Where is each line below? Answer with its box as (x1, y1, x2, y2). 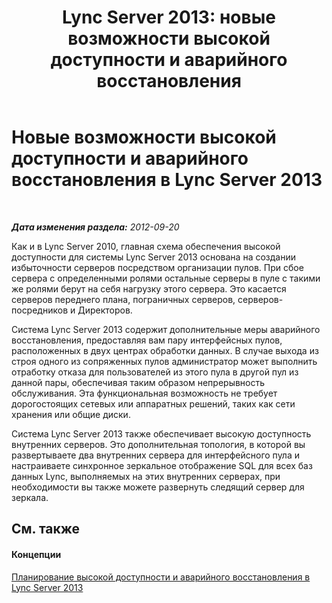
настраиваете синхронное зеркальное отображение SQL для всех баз (11, 459, 313, 471)
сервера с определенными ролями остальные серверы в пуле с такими (11, 272, 321, 284)
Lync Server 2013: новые (62, 6, 276, 29)
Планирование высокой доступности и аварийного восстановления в (11, 571, 311, 583)
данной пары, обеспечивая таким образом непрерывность (11, 376, 266, 388)
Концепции (11, 548, 62, 560)
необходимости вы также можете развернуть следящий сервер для (11, 481, 305, 493)
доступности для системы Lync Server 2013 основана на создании (11, 251, 296, 263)
